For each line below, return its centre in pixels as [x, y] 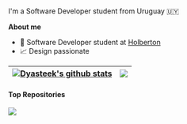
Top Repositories [37, 94]
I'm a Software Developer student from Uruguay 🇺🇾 [94, 11]
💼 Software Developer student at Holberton [90, 42]
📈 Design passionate [54, 51]
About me [25, 27]
